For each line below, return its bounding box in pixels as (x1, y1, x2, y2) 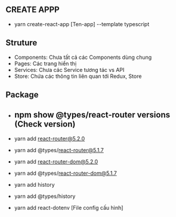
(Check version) (14, 119, 76, 130)
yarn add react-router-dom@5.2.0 (14, 158, 98, 165)
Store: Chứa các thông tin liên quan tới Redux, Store (14, 73, 142, 80)
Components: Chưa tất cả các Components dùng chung (14, 54, 152, 61)
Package (5, 90, 39, 100)
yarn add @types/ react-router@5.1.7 (14, 146, 104, 153)
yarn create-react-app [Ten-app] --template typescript (14, 20, 150, 27)
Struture (5, 38, 38, 48)
